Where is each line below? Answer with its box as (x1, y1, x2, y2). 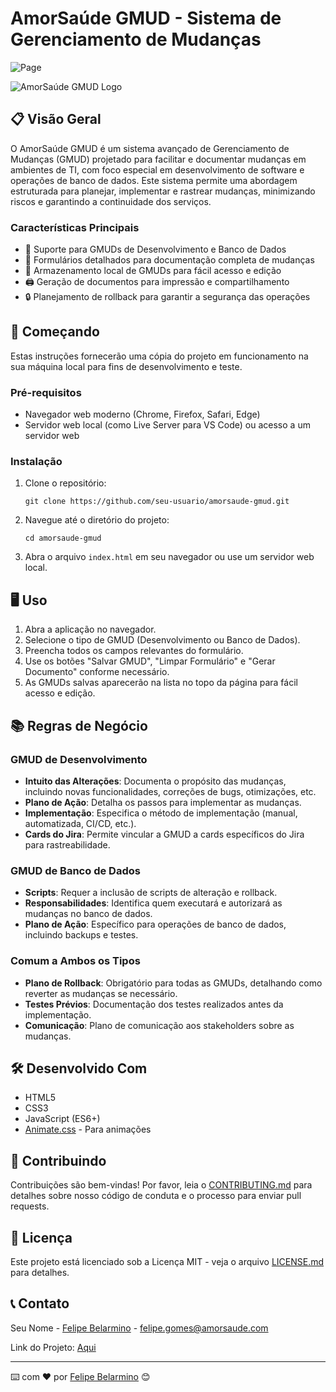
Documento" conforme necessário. (24, 666, 170, 678)
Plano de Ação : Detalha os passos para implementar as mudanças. (24, 796, 302, 808)
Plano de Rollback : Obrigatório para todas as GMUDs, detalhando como (24, 977, 323, 989)
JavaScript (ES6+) (24, 1113, 101, 1125)
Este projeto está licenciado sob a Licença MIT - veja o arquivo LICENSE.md (10, 1255, 325, 1267)
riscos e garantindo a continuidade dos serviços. (10, 195, 212, 207)
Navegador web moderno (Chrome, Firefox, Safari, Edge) (24, 408, 261, 421)
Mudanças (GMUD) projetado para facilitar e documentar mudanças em (10, 153, 307, 165)
